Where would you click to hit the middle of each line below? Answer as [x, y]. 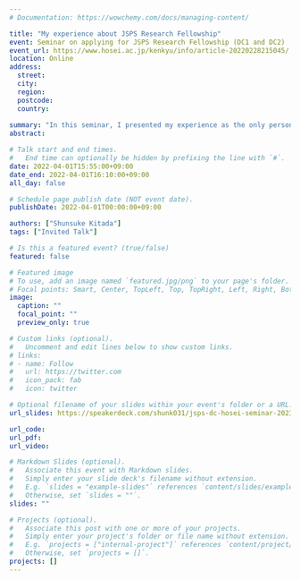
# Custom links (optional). [62, 338]
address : [25, 67]
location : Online [42, 59]
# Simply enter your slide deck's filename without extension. [133, 479]
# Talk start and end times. [63, 150]
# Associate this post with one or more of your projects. [125, 528]
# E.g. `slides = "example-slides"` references [104, 487]
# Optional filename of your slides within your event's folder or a [142, 405]
